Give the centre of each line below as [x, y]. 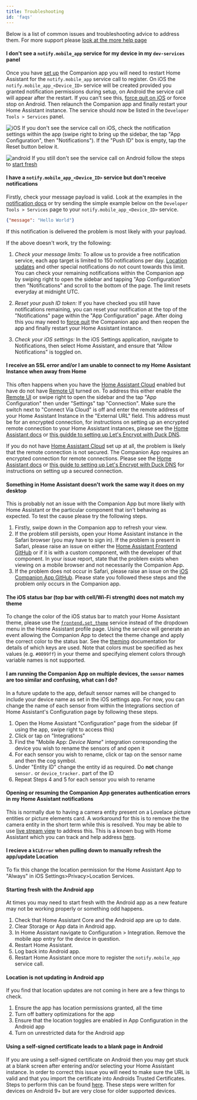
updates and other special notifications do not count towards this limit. [100, 266]
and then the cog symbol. [45, 760]
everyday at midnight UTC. [47, 291]
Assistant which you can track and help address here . [71, 837]
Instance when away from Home [46, 371]
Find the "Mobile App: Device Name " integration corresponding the [96, 742]
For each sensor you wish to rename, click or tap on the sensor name [98, 754]
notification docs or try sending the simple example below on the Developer [97, 203]
